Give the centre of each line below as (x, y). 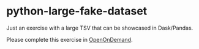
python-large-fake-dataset (77, 11)
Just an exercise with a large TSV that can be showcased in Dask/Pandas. (100, 28)
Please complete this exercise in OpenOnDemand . (69, 39)
